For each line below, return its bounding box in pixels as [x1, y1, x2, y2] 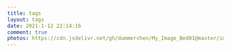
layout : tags [7, 16, 45, 23]
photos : [7, 35, 30, 42]
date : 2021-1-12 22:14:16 [7, 22, 81, 29]
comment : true [7, 28, 48, 36]
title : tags [7, 9, 41, 17]
